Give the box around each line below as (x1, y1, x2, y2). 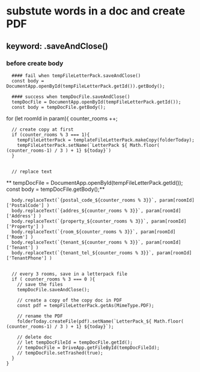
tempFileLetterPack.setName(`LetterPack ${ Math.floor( (17, 142, 160, 148)
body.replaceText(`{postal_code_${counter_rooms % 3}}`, (11, 197, 157, 203)
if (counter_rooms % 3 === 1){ (11, 131, 90, 138)
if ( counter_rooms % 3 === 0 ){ (11, 276, 95, 282)
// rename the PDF (17, 313, 63, 319)
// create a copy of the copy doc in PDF (17, 297, 122, 303)
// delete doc (17, 334, 52, 340)
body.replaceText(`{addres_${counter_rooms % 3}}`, (11, 208, 144, 214)
